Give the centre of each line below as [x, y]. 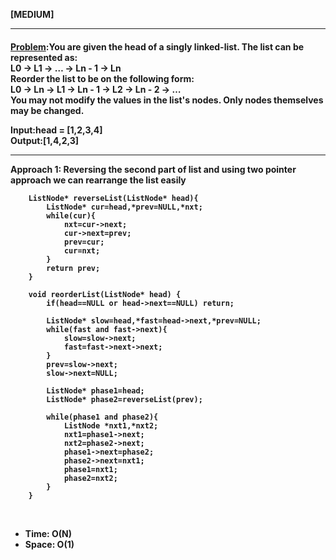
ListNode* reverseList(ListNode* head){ [113, 198]
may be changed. [47, 110]
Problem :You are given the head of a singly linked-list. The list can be [157, 46]
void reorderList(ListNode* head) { [105, 294]
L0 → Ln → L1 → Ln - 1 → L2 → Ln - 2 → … [96, 89]
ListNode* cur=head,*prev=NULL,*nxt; [124, 207]
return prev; [73, 268]
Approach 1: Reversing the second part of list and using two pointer [153, 169]
